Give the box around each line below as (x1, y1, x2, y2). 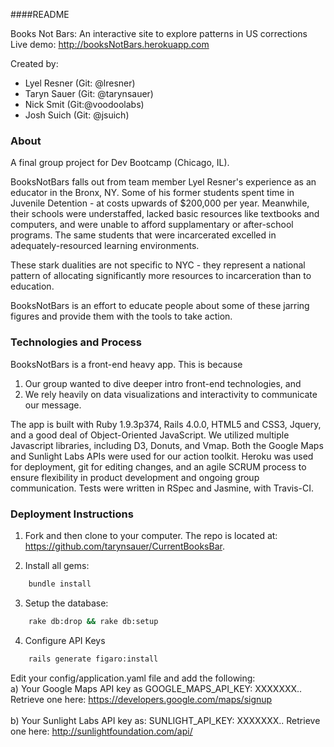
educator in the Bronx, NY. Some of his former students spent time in (10, 187, 295, 199)
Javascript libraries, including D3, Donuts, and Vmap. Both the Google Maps (10, 439, 324, 451)
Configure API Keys (24, 634, 106, 646)
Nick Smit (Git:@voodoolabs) (24, 99, 145, 110)
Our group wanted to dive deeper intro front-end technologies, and (24, 377, 302, 389)
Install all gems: (24, 559, 90, 571)
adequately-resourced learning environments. (10, 240, 200, 252)
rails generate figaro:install (28, 654, 159, 664)
